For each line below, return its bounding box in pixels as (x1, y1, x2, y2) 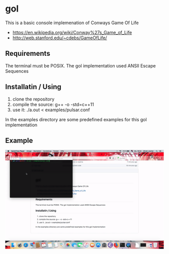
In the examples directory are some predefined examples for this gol (5, 116, 147, 122)
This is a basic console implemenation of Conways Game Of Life (5, 20, 139, 26)
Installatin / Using (5, 82, 62, 91)
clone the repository (12, 96, 55, 102)
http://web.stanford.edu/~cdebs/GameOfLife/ (12, 35, 107, 41)
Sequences (5, 68, 29, 74)
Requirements (5, 49, 50, 58)
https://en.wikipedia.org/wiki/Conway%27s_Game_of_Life (12, 29, 132, 35)
